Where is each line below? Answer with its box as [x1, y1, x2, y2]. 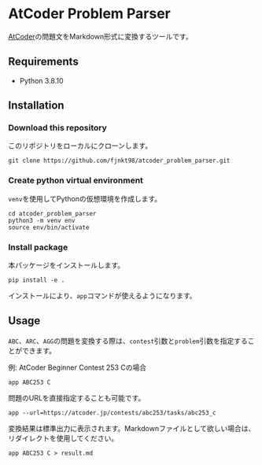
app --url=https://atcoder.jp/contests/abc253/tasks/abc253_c [8, 408, 216, 417]
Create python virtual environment [8, 175, 144, 186]
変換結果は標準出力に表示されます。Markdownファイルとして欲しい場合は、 [8, 423, 256, 433]
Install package [8, 242, 68, 253]
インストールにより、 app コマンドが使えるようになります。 [8, 291, 197, 301]
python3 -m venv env [8, 216, 76, 224]
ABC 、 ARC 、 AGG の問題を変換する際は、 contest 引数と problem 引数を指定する [8, 336, 248, 345]
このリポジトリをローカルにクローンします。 [8, 141, 152, 150]
